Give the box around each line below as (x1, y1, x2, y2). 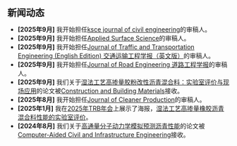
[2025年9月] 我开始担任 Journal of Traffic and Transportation (17, 43, 195, 51)
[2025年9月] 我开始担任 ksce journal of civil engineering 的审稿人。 (17, 25, 212, 34)
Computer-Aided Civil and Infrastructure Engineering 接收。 (17, 131, 190, 139)
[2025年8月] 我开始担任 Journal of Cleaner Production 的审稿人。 (17, 95, 206, 104)
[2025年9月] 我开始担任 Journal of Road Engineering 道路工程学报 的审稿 (17, 60, 228, 69)
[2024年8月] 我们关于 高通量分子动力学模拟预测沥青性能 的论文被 (17, 122, 205, 130)
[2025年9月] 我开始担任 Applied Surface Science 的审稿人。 (17, 34, 190, 42)
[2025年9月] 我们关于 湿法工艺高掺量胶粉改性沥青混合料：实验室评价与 (17, 78, 224, 86)
